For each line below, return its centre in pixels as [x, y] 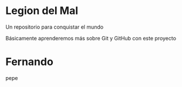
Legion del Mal [42, 11]
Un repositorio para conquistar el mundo [55, 27]
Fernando [29, 62]
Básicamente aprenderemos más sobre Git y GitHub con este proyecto [91, 38]
